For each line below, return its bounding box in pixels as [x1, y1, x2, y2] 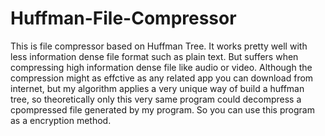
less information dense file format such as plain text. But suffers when [10, 50, 299, 62]
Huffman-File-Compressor [10, 7, 237, 30]
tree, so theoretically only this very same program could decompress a [10, 93, 302, 105]
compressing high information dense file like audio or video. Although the [10, 61, 313, 73]
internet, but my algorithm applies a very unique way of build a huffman [10, 82, 305, 94]
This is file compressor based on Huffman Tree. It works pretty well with [10, 40, 308, 52]
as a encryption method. [10, 114, 112, 126]
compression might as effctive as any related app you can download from [10, 72, 314, 84]
